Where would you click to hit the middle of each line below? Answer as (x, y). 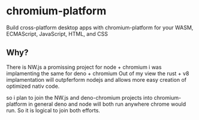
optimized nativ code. (33, 86)
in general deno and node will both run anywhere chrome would (107, 104)
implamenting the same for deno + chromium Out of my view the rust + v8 (98, 73)
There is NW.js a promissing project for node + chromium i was (84, 67)
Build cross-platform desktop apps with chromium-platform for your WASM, (100, 27)
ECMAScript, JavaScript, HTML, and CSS (57, 33)
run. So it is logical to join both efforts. (53, 110)
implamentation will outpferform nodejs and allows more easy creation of (97, 79)
